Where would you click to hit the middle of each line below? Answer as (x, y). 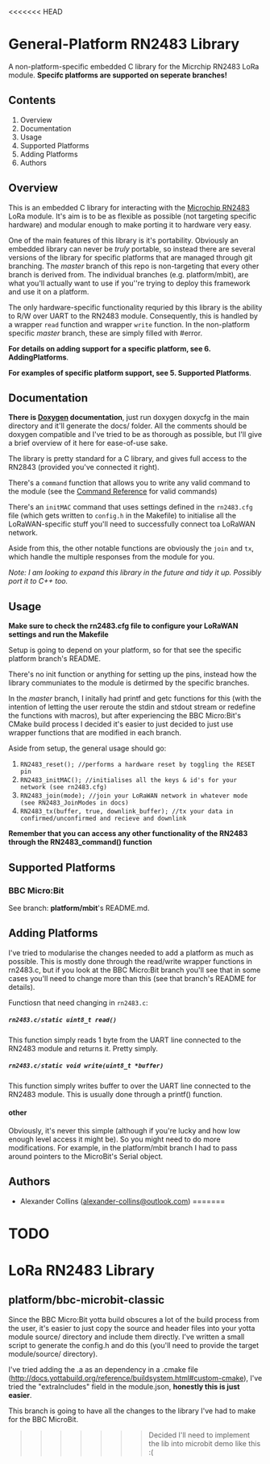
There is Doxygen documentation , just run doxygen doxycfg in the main (129, 418)
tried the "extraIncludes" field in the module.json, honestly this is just (124, 1387)
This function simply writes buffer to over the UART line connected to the (130, 1086)
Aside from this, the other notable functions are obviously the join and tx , (131, 548)
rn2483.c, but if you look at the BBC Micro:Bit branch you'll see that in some (135, 970)
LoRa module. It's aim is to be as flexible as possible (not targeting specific (133, 216)
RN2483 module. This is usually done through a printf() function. (116, 1094)
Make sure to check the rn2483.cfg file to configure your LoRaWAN (123, 626)
